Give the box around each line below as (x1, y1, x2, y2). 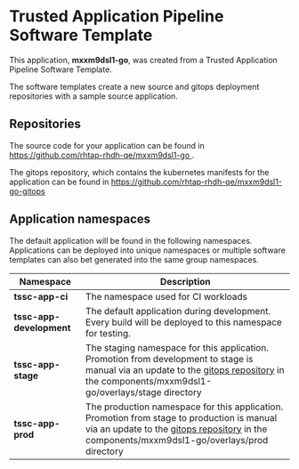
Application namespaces (9, 212, 151, 227)
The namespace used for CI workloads (85, 290, 247, 303)
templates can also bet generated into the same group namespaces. (9, 254, 260, 264)
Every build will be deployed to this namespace (85, 316, 282, 328)
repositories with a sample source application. (9, 91, 178, 101)
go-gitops (9, 185, 46, 197)
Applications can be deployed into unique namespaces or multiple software (9, 245, 287, 255)
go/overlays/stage (85, 385, 162, 398)
